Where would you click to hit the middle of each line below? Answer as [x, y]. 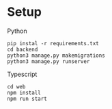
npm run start [27, 99]
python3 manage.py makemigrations [56, 56]
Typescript [22, 74]
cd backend [23, 49]
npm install [24, 93]
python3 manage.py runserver [48, 61]
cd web [16, 86]
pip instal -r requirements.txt [53, 43]
